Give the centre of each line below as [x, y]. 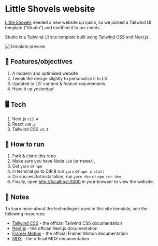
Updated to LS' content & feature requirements [58, 83]
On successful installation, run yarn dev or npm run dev [67, 177]
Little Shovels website [50, 9]
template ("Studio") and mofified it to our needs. [53, 27]
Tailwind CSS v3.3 [30, 129]
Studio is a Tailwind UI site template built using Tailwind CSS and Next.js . [77, 37]
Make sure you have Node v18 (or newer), [53, 161]
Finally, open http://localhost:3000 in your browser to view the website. [83, 182]
